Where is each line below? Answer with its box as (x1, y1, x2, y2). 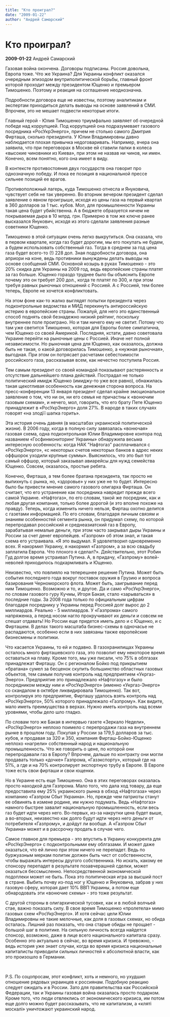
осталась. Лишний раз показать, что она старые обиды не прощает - (5, 921, 156, 927)
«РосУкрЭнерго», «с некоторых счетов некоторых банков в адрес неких (5, 447, 163, 453)
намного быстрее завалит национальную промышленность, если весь (5, 804, 159, 810)
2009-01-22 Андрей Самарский (5, 55, 75, 62)
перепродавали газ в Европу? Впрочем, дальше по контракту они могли (5, 751, 163, 758)
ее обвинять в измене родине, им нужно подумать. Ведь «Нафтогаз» (5, 799, 156, 805)
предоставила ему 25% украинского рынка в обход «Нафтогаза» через (5, 788, 161, 794)
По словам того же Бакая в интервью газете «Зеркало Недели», (5, 719, 146, 725)
